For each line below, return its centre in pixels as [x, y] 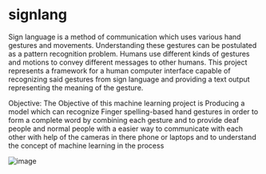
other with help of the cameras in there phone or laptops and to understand [133, 136]
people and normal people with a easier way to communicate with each [126, 129]
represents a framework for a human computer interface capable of [119, 70]
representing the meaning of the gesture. [76, 87]
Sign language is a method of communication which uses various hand [125, 37]
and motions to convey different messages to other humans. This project [128, 62]
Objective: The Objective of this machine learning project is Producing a [127, 103]
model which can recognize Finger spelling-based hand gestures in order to [133, 111]
